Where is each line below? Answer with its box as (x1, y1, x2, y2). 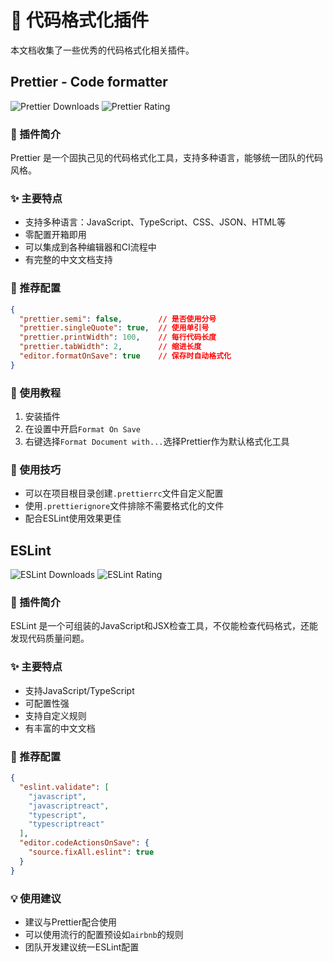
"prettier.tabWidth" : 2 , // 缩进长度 (19, 342, 202, 352)
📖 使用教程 (10, 386, 62, 400)
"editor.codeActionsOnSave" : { (19, 838, 150, 848)
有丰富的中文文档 (24, 722, 96, 734)
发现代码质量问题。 (10, 632, 90, 645)
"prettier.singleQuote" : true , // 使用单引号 (19, 323, 210, 333)
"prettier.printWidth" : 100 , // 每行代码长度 (19, 332, 217, 343)
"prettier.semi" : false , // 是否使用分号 (19, 314, 217, 324)
